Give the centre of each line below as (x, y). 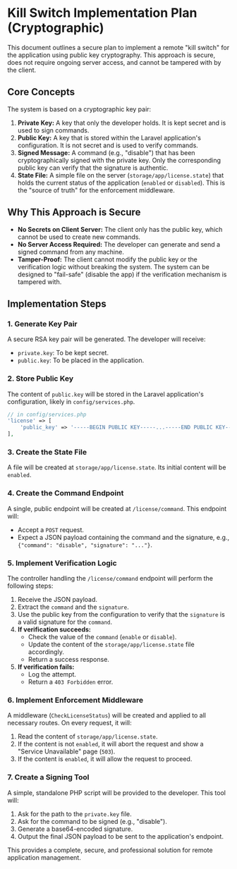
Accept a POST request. (51, 529)
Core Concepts (41, 92)
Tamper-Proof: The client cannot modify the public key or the (107, 259)
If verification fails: (46, 667)
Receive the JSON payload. (57, 599)
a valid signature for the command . (65, 622)
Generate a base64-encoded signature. (75, 829)
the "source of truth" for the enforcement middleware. (96, 190)
